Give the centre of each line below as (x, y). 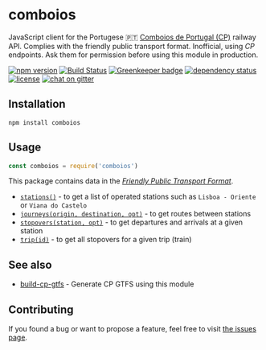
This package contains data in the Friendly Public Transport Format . (121, 181)
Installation (37, 104)
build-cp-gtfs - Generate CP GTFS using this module (107, 284)
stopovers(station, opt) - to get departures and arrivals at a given (131, 222)
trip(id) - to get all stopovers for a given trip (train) (106, 240)
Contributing (41, 309)
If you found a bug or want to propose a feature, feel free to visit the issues (133, 329)
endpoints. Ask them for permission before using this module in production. (133, 55)
